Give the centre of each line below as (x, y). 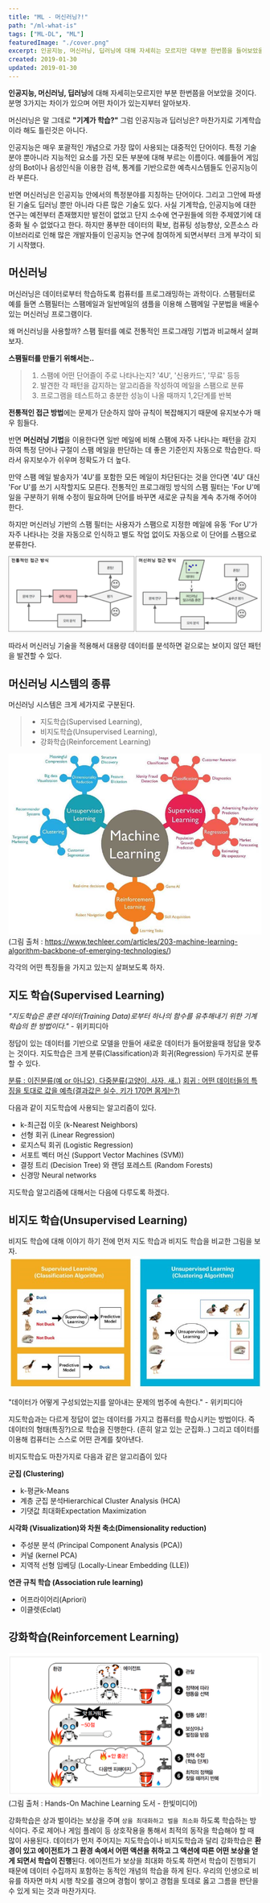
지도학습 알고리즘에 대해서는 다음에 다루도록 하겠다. (89, 1193)
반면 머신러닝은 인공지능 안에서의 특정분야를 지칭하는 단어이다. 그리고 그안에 (127, 194)
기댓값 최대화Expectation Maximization (83, 1511)
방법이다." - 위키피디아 (74, 1026)
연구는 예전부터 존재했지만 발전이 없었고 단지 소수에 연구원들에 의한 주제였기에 (131, 214)
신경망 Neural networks (58, 1175)
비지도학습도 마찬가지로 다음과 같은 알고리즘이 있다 (88, 1456)
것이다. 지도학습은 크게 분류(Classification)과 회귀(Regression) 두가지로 (130, 1053)
